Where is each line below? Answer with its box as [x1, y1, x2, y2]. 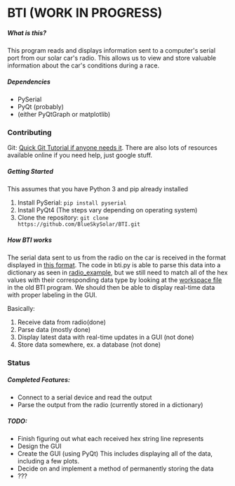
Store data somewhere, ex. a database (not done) [17, 340, 161, 349]
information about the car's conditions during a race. [7, 61, 160, 70]
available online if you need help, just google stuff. [7, 151, 153, 160]
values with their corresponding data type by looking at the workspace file [7, 276, 222, 284]
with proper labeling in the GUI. [7, 290, 98, 300]
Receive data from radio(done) [17, 318, 107, 326]
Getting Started [7, 167, 54, 176]
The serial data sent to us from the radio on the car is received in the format [7, 253, 227, 262]
